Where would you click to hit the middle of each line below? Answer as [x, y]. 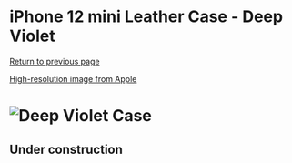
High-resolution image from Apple [73, 78]
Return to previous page [55, 61]
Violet [33, 36]
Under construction [66, 149]
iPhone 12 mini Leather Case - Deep [146, 17]
